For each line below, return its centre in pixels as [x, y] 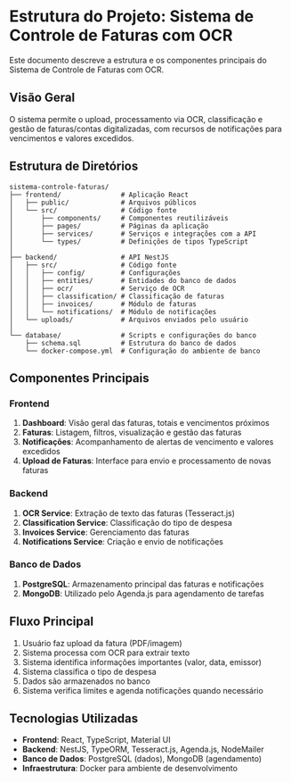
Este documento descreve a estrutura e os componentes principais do [138, 60]
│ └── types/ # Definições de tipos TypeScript [129, 241]
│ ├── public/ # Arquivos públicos [103, 203]
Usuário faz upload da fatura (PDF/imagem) [102, 643]
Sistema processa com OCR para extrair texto [106, 653]
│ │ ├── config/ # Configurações [95, 273]
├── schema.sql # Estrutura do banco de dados [131, 343]
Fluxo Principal [52, 622]
